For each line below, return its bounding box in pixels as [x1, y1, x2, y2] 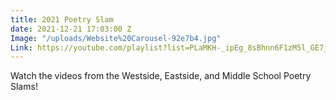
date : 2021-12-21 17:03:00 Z [10, 24, 132, 34]
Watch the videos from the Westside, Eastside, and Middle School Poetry [10, 70, 312, 82]
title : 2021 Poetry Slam [10, 14, 114, 25]
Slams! [10, 81, 38, 93]
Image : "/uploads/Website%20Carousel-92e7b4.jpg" [10, 33, 222, 43]
